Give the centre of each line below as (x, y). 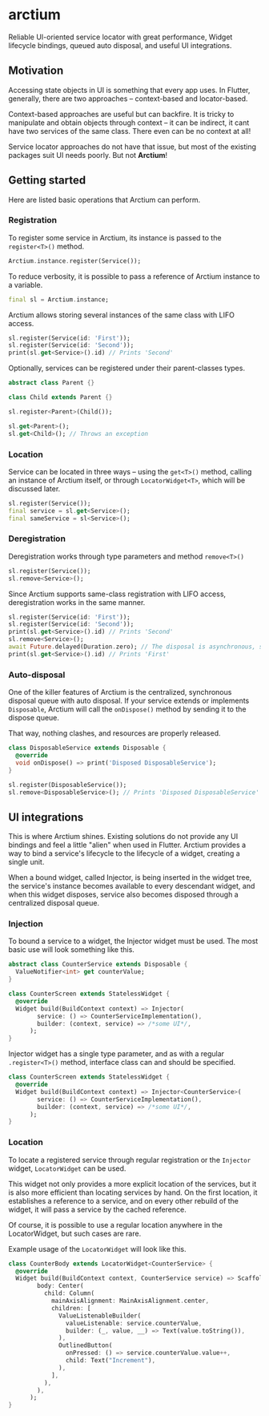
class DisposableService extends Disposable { (87, 748)
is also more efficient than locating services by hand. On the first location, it (133, 1192)
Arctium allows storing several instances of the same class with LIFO (121, 315)
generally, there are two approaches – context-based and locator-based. (128, 99)
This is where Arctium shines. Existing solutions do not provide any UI (123, 837)
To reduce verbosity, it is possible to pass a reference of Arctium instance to (134, 276)
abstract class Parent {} (51, 383)
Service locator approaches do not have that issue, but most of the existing (132, 147)
